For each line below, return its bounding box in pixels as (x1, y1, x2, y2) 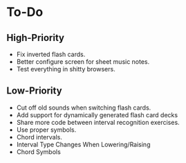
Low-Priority (6, 85, 63, 97)
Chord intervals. (16, 132, 63, 141)
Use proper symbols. (16, 126, 77, 134)
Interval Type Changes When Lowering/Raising (16, 140, 151, 148)
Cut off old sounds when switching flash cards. (16, 103, 151, 112)
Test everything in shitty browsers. (16, 65, 115, 73)
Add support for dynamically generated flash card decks (16, 110, 178, 119)
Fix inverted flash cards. (16, 50, 86, 58)
